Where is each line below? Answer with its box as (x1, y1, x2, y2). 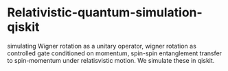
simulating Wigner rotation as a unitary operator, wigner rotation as (7, 42, 197, 50)
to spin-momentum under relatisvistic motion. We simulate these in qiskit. (7, 56, 215, 64)
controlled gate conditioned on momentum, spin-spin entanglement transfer (7, 49, 222, 57)
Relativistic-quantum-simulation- (7, 5, 203, 20)
